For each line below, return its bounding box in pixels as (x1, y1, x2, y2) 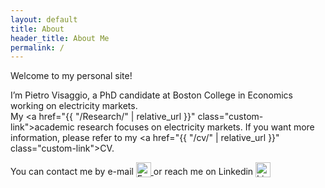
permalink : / (10, 42, 65, 53)
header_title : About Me (10, 33, 110, 43)
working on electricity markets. (10, 100, 138, 112)
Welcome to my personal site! (10, 70, 133, 82)
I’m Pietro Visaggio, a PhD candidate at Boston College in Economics (10, 89, 293, 101)
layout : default (10, 14, 78, 25)
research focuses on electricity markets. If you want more (76, 121, 315, 133)
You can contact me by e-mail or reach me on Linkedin (10, 166, 254, 178)
